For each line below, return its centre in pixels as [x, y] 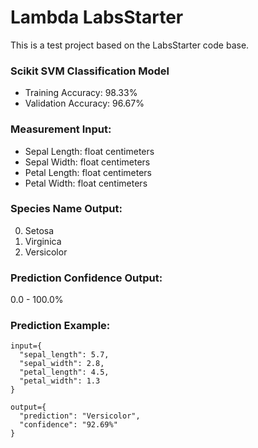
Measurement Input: [61, 129]
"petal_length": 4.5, [64, 372]
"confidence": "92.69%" [68, 425]
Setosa [39, 230]
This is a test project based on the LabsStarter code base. [130, 45]
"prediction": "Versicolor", [80, 416]
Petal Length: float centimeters [88, 172]
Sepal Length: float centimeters [89, 151]
